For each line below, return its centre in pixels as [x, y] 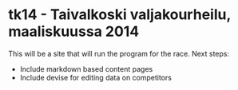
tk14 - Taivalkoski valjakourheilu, [120, 15]
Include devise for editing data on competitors [95, 77]
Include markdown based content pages [86, 68]
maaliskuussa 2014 [74, 31]
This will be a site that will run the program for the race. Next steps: [119, 53]
